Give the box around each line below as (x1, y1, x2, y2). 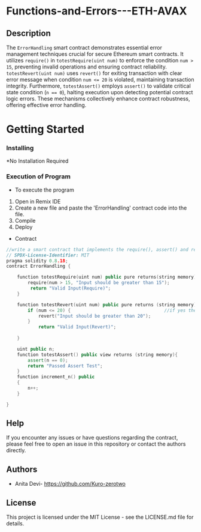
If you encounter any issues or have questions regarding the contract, (6, 434, 178, 441)
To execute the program (14, 186, 75, 193)
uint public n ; (17, 346, 55, 352)
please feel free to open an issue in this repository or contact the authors (6, 440, 186, 448)
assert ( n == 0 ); (28, 357, 68, 363)
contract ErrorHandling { (6, 263, 71, 270)
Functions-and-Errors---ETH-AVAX (6, 4, 187, 18)
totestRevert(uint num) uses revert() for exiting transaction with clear (6, 70, 182, 76)
